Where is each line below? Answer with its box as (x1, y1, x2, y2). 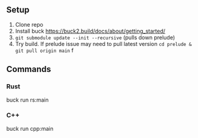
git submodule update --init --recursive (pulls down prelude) (15, 33, 175, 41)
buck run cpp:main (6, 125, 54, 132)
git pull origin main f (15, 47, 74, 54)
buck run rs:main (6, 96, 49, 103)
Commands (6, 64, 52, 74)
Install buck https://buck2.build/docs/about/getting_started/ (15, 27, 166, 34)
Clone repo (15, 21, 44, 28)
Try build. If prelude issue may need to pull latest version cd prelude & (15, 40, 192, 47)
